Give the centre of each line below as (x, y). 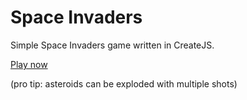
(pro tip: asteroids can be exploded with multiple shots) (124, 83)
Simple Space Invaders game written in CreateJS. (112, 45)
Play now (29, 64)
